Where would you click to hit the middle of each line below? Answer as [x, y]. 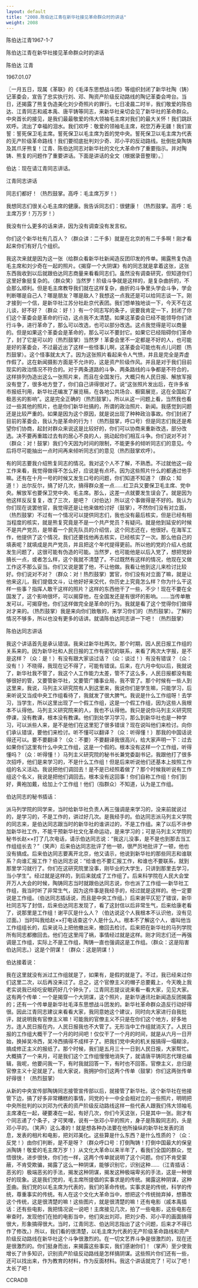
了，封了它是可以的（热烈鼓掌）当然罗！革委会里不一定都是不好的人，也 [94, 340]
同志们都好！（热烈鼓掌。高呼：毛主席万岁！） [63, 193]
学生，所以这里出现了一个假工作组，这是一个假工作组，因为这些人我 [104, 703]
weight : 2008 [22, 22]
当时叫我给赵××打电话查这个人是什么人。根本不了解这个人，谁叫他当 [108, 920]
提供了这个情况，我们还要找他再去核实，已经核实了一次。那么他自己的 [107, 537]
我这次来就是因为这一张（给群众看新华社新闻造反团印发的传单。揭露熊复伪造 [99, 258]
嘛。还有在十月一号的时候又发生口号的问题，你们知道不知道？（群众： [91, 478]
